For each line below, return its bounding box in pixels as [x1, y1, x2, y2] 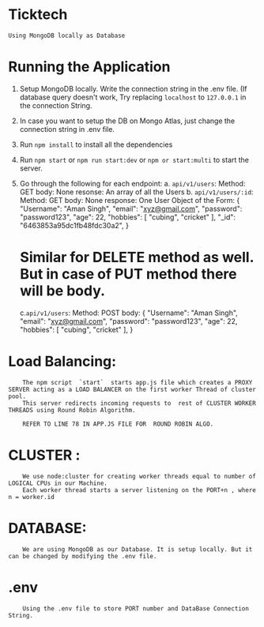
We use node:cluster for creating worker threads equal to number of [22, 472, 257, 480]
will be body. [19, 282, 105, 300]
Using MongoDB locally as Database [8, 32, 126, 39]
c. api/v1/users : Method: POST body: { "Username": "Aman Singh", [19, 308, 239, 317]
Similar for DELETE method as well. [19, 249, 255, 266]
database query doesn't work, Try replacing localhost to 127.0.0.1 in [19, 92, 247, 102]
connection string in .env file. [19, 124, 115, 133]
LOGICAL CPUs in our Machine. [8, 479, 108, 487]
